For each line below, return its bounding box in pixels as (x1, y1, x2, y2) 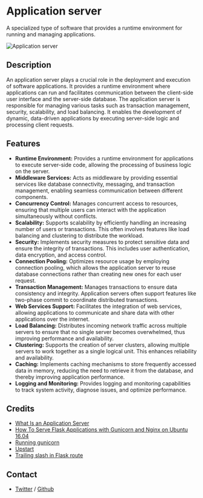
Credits (6, 404, 35, 414)
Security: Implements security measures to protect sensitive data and (14, 238, 190, 246)
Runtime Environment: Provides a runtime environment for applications (14, 154, 194, 162)
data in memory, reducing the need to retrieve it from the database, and (14, 367, 193, 374)
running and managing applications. (6, 30, 95, 38)
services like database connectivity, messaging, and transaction (14, 180, 175, 188)
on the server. (14, 168, 50, 175)
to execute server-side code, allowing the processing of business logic (14, 161, 192, 168)
